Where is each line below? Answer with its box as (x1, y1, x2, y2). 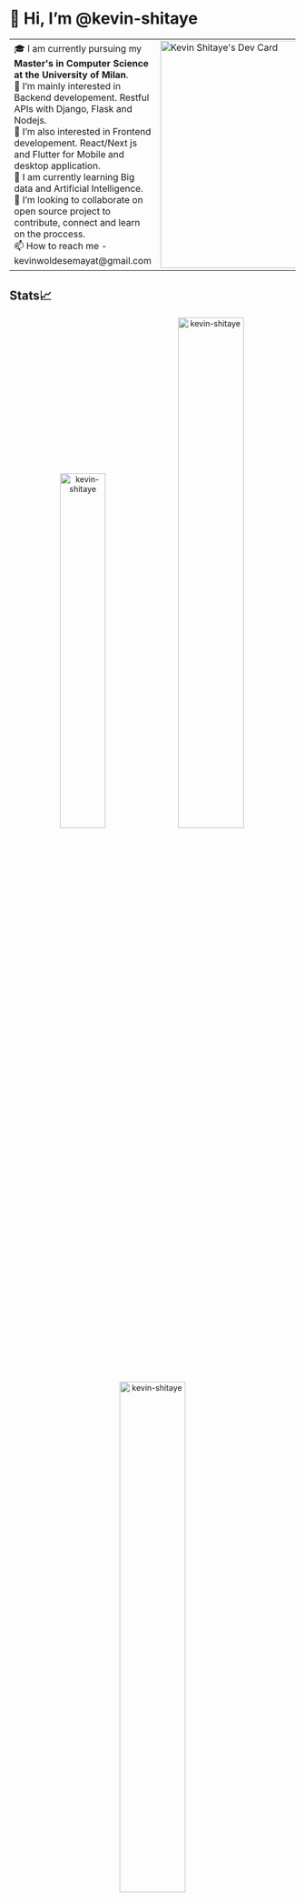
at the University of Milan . (14, 68, 129, 81)
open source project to (14, 205, 112, 217)
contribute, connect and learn (14, 216, 141, 228)
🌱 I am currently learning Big (14, 170, 135, 183)
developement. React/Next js (14, 136, 138, 149)
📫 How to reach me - (14, 239, 108, 252)
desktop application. (14, 159, 102, 172)
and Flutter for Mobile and (14, 147, 125, 160)
